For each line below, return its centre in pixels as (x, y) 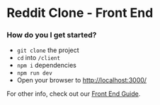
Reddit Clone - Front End (80, 13)
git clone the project (48, 50)
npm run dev (34, 73)
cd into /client (39, 58)
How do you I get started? (52, 35)
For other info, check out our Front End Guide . (74, 94)
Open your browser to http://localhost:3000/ (81, 80)
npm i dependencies (47, 66)
